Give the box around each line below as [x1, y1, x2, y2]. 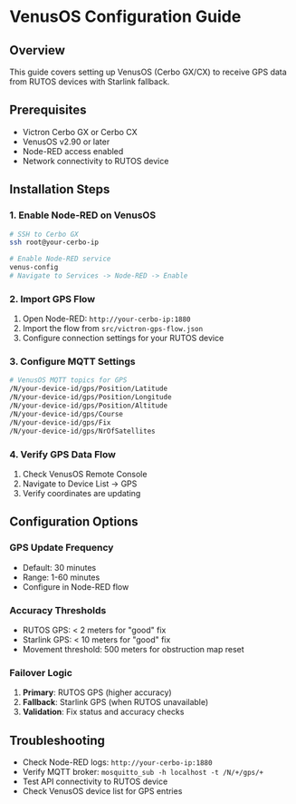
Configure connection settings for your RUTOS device [22, 333, 224, 344]
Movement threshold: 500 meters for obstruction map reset [22, 643, 244, 654]
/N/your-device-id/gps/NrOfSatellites [9, 427, 156, 436]
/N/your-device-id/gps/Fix [9, 417, 111, 427]
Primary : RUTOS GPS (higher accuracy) [22, 687, 172, 698]
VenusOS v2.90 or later [22, 136, 110, 147]
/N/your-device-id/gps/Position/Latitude [9, 384, 168, 394]
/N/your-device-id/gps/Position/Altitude [9, 401, 168, 410]
